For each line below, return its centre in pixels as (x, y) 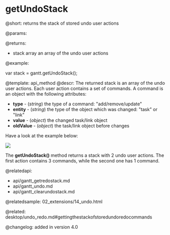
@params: (16, 33)
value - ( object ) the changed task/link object (60, 120)
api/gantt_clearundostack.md (44, 191)
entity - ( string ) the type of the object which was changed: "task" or (85, 109)
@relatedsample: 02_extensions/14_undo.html (54, 202)
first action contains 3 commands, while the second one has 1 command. (82, 160)
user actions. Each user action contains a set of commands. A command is (84, 88)
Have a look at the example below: (42, 135)
